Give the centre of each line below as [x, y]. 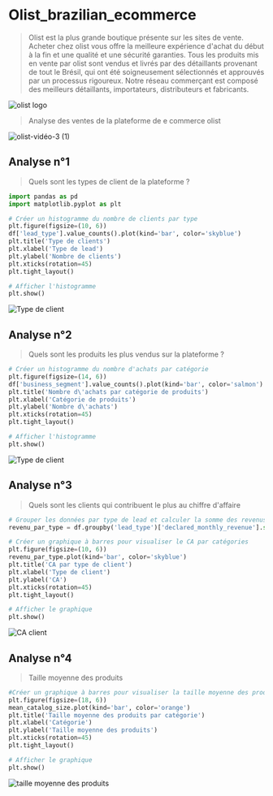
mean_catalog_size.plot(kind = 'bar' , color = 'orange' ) [100, 707]
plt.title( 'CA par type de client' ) [70, 565]
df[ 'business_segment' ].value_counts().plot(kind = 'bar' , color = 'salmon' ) [136, 384]
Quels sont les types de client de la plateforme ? [109, 181]
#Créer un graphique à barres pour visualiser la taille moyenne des [129, 692]
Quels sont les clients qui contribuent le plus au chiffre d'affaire [134, 504]
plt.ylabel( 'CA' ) [38, 580]
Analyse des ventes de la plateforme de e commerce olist [124, 120]
